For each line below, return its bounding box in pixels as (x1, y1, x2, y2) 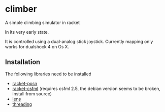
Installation (5, 58, 40, 67)
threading (12, 101, 32, 107)
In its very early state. (5, 29, 49, 35)
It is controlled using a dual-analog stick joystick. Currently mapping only (5, 38, 153, 45)
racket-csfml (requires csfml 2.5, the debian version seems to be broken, (12, 86, 161, 91)
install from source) (12, 90, 52, 96)
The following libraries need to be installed (5, 71, 92, 77)
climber (5, 3, 37, 15)
